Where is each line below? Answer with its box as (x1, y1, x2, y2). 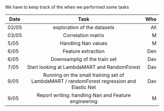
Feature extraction (62, 48, 105, 54)
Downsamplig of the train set (50, 56, 117, 63)
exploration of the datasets (53, 24, 115, 31)
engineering (70, 98, 98, 105)
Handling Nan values (60, 40, 108, 46)
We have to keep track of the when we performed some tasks (5, 4, 129, 10)
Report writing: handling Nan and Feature (36, 92, 131, 98)
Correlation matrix (62, 32, 104, 39)
